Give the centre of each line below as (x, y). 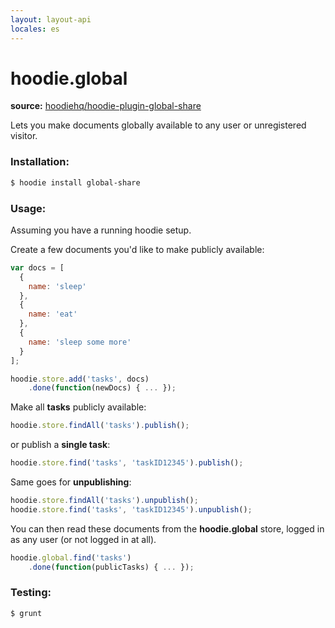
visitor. (24, 136)
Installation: (40, 162)
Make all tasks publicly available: (78, 407)
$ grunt (26, 613)
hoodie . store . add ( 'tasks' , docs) (80, 379)
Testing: (31, 593)
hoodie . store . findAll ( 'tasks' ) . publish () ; (100, 426)
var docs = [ (37, 267)
